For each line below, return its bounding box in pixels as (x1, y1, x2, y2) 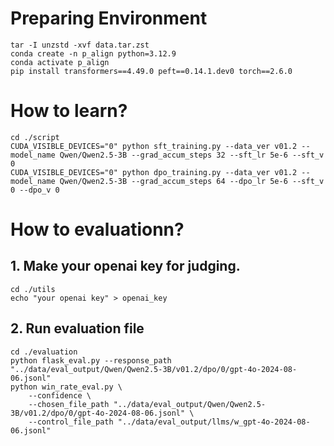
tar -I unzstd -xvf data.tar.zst (10, 40, 150, 50)
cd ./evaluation (10, 347, 78, 357)
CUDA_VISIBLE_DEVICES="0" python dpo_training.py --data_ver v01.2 (10, 167, 298, 177)
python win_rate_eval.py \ (10, 382, 123, 392)
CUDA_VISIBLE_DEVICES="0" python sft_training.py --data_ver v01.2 (10, 141, 298, 151)
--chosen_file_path (28, 399, 110, 409)
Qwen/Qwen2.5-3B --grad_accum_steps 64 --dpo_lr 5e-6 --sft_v (59, 176, 325, 186)
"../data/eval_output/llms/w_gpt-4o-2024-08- (117, 417, 311, 427)
